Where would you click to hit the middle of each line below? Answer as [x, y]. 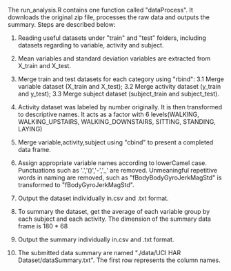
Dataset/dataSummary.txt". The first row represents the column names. [119, 260]
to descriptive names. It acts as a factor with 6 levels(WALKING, [108, 114]
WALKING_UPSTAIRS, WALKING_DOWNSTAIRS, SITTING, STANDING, [117, 122]
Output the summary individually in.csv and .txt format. [96, 239]
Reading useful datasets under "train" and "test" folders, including [112, 38]
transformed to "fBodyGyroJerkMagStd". [76, 185]
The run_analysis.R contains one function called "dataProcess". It [101, 10]
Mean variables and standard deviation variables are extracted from [114, 58]
